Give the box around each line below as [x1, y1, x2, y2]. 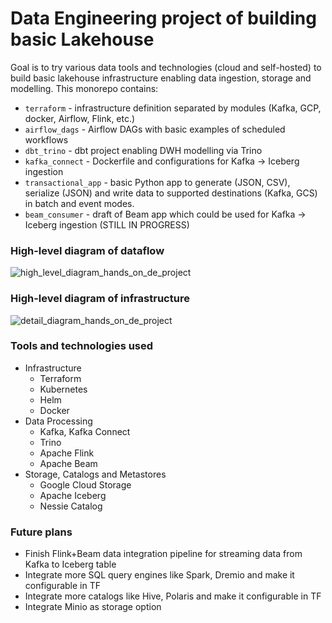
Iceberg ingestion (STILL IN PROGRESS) [24, 218, 190, 231]
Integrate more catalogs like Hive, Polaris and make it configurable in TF [24, 590, 322, 602]
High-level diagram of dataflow [10, 243, 165, 257]
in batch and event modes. [24, 197, 135, 209]
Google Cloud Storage [39, 478, 132, 491]
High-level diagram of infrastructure [10, 292, 190, 306]
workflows [24, 133, 69, 146]
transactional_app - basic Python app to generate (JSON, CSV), [24, 176, 291, 188]
